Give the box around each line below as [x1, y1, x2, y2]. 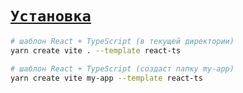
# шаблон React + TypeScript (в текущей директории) [10, 36, 235, 46]
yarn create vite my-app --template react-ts [10, 73, 203, 83]
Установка [10, 7, 92, 26]
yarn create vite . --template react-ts [10, 45, 182, 56]
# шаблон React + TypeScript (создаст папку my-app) [10, 63, 235, 74]
